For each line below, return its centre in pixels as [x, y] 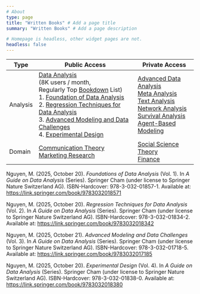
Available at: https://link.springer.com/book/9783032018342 [80, 223]
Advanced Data [159, 78]
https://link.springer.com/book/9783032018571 [64, 193]
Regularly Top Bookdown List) [80, 90]
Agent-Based [157, 123]
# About [16, 12]
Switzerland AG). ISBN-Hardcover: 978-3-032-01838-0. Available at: [90, 278]
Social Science [158, 144]
